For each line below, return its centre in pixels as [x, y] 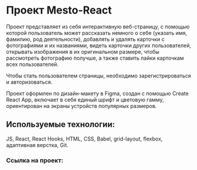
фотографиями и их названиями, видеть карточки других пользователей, [99, 45]
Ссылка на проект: [35, 160]
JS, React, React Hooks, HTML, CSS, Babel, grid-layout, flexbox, [85, 139]
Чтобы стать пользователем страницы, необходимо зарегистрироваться [99, 76]
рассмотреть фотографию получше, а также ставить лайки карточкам [95, 58]
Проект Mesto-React [59, 10]
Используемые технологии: [60, 125]
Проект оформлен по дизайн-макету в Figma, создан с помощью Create [97, 93]
